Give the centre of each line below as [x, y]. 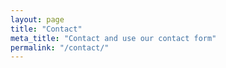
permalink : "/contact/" [60, 47]
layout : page [37, 19]
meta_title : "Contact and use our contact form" [113, 38]
